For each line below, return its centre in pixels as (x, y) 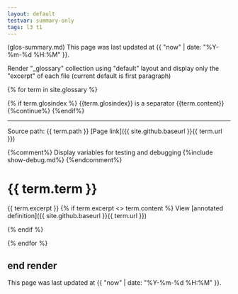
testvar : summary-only (41, 21)
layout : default (31, 14)
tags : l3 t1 (25, 27)
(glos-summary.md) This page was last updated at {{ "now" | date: (104, 47)
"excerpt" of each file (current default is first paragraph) (89, 76)
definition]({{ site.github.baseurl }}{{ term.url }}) (77, 216)
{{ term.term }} (52, 189)
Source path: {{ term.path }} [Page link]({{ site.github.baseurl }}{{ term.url (115, 131)
